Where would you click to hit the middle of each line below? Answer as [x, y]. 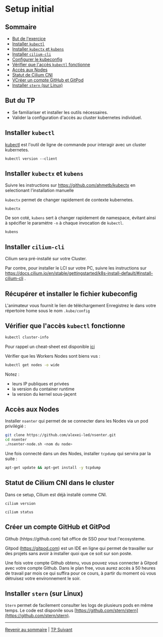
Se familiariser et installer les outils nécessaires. [60, 112]
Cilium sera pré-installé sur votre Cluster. [46, 259]
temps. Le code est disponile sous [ [41, 611]
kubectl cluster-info [27, 337]
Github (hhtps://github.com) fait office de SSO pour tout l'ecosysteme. [75, 539]
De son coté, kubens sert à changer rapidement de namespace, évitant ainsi [81, 218]
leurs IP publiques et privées [41, 384]
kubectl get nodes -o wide [32, 365]
